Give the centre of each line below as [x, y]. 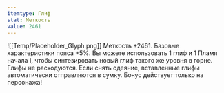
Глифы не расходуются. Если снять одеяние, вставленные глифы [103, 68]
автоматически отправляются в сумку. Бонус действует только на [105, 75]
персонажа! [25, 83]
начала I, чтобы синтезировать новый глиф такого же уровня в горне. [110, 61]
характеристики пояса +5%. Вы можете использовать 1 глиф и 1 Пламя [112, 53]
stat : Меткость [29, 20]
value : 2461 [24, 26]
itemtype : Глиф [29, 13]
